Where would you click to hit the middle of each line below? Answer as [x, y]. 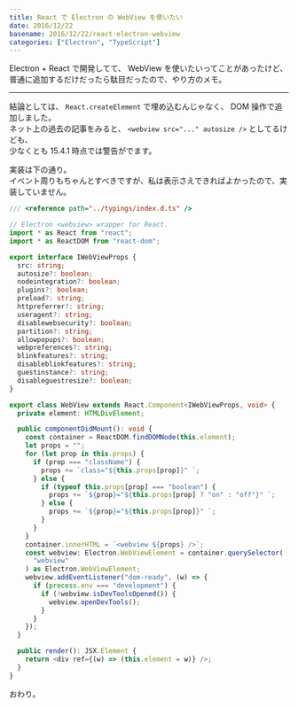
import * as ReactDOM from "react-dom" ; [85, 241]
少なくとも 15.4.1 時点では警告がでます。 [83, 151]
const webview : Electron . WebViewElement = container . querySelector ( [154, 553]
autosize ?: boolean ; [55, 274]
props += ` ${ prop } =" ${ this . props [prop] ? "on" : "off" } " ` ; [162, 495]
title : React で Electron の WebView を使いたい [96, 17]
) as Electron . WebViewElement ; [83, 569]
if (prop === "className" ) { [86, 462]
